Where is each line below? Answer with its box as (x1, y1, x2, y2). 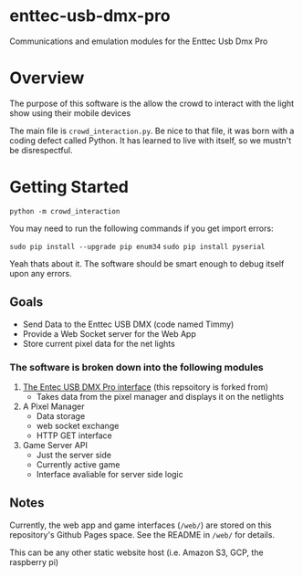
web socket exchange (36, 420, 120, 431)
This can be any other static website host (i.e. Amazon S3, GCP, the (9, 547, 264, 558)
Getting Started (9, 177, 130, 197)
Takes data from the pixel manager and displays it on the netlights (36, 391, 285, 402)
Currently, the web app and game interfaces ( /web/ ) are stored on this (9, 519, 272, 530)
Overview (9, 68, 85, 89)
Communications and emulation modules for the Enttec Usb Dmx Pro (9, 36, 268, 47)
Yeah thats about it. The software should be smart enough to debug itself (9, 257, 285, 269)
